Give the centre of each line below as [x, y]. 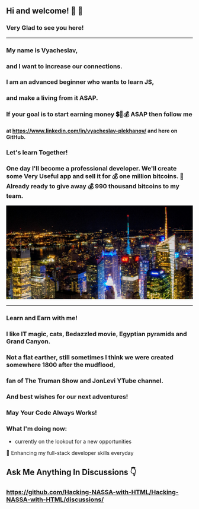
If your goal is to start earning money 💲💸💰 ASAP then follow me [99, 115]
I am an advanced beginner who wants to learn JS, [80, 82]
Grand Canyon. [28, 341]
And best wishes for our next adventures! [67, 397]
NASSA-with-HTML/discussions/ [55, 499]
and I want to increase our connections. [64, 66]
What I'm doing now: [37, 428]
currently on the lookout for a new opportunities [73, 441]
